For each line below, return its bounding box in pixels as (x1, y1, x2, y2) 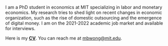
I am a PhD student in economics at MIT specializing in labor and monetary (5, 4, 162, 10)
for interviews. (5, 25, 36, 31)
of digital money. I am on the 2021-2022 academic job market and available (5, 20, 163, 26)
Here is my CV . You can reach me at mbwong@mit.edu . (5, 35, 122, 41)
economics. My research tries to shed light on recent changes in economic (5, 9, 162, 15)
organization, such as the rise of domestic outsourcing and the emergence (5, 15, 162, 20)
